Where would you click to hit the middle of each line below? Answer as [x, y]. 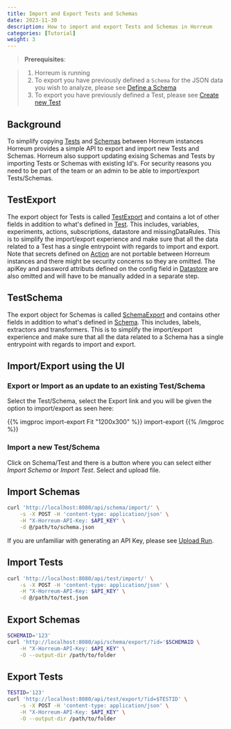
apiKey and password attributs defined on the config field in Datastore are [113, 268]
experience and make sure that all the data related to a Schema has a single [115, 337]
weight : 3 [22, 40]
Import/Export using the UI [66, 366]
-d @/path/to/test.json [54, 598]
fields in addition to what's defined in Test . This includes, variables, [103, 224]
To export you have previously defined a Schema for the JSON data [129, 80]
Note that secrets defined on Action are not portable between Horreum [109, 253]
